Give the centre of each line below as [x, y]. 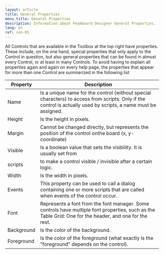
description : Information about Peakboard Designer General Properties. [81, 23]
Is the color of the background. [75, 230]
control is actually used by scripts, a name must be [98, 105]
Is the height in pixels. [65, 119]
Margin [16, 133]
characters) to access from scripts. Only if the [92, 99]
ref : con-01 [17, 32]
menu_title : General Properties [38, 19]
